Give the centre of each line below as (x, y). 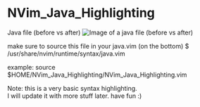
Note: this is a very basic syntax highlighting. (72, 88)
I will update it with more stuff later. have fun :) (75, 96)
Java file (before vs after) (44, 32)
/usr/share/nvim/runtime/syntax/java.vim (66, 53)
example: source (31, 67)
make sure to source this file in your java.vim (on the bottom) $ (98, 46)
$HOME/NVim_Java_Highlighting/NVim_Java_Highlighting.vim (97, 75)
